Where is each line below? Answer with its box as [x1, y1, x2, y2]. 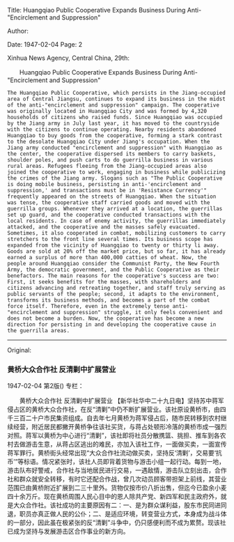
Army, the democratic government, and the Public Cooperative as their [7, 266, 219, 273]
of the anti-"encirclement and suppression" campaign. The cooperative [7, 102, 219, 109]
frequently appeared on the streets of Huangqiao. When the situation [7, 193, 217, 200]
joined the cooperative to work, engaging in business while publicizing [7, 169, 226, 176]
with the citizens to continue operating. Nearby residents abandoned [7, 126, 217, 133]
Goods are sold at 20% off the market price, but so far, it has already [7, 248, 226, 255]
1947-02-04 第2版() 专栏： [7, 382, 85, 390]
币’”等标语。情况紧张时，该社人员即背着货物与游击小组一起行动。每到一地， [7, 458, 225, 466]
